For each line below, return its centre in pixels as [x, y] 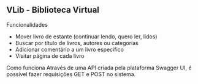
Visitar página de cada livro [50, 56]
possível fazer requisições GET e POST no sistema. [71, 74]
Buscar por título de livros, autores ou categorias [77, 43]
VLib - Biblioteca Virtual [53, 10]
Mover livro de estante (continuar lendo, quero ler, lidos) [86, 37]
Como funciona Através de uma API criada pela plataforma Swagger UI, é [99, 68]
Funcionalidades [27, 24]
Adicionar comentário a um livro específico [70, 49]
